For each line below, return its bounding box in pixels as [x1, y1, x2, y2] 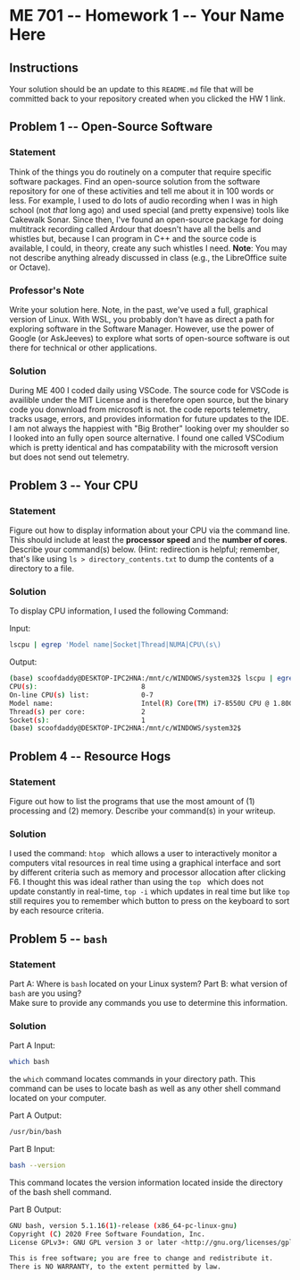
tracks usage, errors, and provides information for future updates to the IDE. [9, 414, 289, 425]
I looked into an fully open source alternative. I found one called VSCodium [9, 433, 285, 443]
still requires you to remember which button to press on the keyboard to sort [9, 896, 290, 906]
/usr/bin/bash [9, 1128, 62, 1137]
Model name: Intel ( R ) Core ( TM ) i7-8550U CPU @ [9, 699, 270, 708]
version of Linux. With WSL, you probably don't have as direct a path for [9, 314, 275, 324]
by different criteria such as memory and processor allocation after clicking [9, 867, 286, 878]
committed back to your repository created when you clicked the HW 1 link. [9, 93, 286, 104]
